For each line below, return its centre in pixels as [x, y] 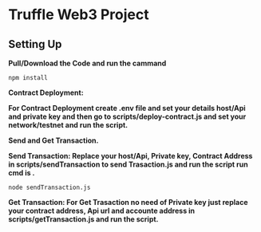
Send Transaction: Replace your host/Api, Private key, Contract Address [130, 156]
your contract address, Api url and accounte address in [102, 210]
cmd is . [22, 173]
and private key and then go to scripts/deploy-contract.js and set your [127, 116]
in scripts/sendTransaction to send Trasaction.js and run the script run [129, 164]
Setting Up [35, 44]
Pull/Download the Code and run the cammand [87, 63]
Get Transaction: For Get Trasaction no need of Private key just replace [128, 202]
